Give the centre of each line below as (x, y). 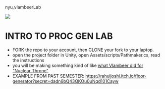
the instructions (28, 60)
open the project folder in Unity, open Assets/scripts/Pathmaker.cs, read (86, 55)
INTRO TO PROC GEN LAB (59, 36)
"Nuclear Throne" (30, 70)
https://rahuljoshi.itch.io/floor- (116, 76)
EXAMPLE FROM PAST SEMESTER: (48, 76)
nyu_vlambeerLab (23, 7)
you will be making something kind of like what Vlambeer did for (78, 65)
